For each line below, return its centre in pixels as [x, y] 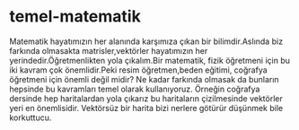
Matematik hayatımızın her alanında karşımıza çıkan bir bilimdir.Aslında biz [146, 41]
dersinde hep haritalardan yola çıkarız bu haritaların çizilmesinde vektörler [146, 98]
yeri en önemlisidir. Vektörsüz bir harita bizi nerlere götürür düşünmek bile [146, 108]
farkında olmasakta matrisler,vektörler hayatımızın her [109, 50]
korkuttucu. [31, 117]
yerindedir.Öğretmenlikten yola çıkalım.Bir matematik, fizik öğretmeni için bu [149, 60]
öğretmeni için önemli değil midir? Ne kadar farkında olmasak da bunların [145, 79]
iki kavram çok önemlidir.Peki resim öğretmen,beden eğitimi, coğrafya [138, 70]
